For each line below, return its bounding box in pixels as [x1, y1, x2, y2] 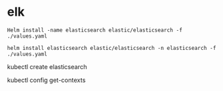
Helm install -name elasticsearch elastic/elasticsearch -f [7, 27, 183, 34]
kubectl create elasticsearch [7, 62, 87, 70]
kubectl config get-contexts [7, 76, 86, 84]
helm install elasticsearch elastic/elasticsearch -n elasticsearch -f [7, 44, 216, 51]
